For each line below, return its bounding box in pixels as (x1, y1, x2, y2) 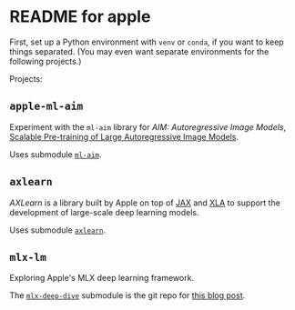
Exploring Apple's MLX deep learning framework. (9, 273, 194, 284)
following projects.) (9, 55, 82, 66)
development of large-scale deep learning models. (9, 206, 199, 217)
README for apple (9, 6, 151, 27)
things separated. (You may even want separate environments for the (9, 45, 270, 56)
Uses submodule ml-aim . (9, 148, 102, 160)
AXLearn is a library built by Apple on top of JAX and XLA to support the (9, 197, 280, 208)
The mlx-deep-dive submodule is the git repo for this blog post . (9, 290, 246, 301)
